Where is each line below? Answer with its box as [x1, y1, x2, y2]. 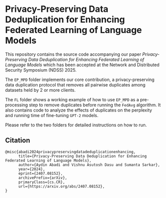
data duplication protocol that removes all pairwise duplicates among [5, 81, 146, 87]
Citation [5, 136, 31, 145]
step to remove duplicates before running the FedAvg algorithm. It [29, 102, 161, 108]
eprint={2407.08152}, [18, 171, 63, 176]
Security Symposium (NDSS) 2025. [5, 67, 77, 73]
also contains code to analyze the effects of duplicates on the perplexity [5, 107, 152, 113]
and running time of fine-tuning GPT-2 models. [5, 112, 99, 118]
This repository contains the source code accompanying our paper [5, 51, 142, 57]
